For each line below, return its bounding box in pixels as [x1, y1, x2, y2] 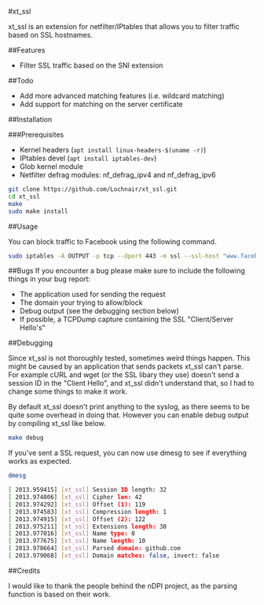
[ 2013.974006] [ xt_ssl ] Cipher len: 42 [8, 493, 143, 501]
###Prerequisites [8, 130, 64, 139]
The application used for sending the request [19, 290, 167, 299]
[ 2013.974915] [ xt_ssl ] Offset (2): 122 [8, 515, 146, 523]
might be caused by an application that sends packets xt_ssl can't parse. [8, 361, 244, 372]
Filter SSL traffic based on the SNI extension [19, 60, 163, 70]
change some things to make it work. [8, 387, 128, 396]
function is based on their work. [8, 589, 112, 599]
